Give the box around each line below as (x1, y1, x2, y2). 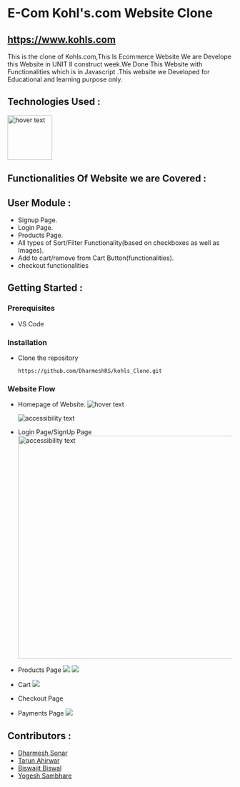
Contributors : (7, 730, 71, 742)
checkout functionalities (17, 261, 89, 270)
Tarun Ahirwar (17, 756, 60, 765)
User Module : (7, 196, 71, 209)
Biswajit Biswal (17, 764, 62, 773)
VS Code (17, 319, 44, 328)
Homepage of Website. (17, 400, 86, 408)
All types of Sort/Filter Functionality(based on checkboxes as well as (17, 239, 220, 247)
